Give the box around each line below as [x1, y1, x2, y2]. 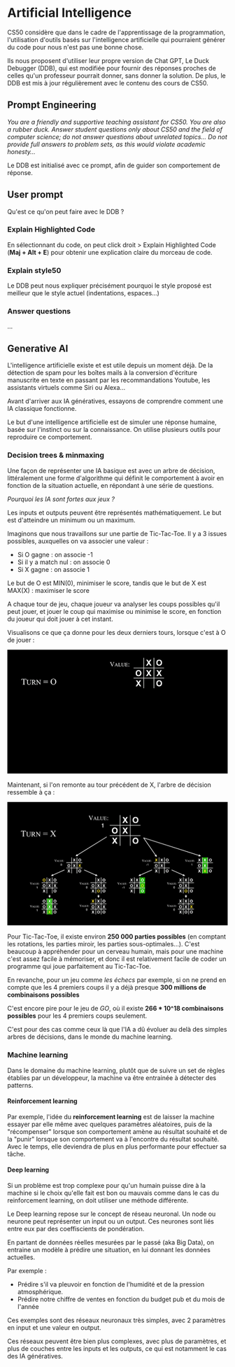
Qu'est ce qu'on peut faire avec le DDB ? [7, 207, 124, 216]
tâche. [7, 1149, 26, 1158]
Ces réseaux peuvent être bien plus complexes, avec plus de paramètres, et [7, 1337, 227, 1345]
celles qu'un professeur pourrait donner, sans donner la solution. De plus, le [7, 71, 226, 80]
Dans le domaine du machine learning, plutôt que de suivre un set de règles [7, 1066, 225, 1074]
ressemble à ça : [7, 788, 55, 797]
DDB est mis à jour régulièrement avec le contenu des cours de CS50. [7, 78, 208, 87]
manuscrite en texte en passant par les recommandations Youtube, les [7, 376, 211, 384]
